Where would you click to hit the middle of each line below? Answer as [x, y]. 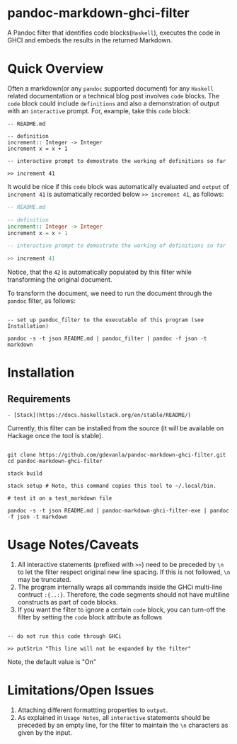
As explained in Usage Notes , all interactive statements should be [114, 717]
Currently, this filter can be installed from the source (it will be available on [116, 428]
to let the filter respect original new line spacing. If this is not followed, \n [124, 572]
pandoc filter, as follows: [42, 301]
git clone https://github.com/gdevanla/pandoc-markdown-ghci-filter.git [117, 455]
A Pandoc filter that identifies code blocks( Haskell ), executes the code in [114, 33]
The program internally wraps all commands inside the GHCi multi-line [120, 587]
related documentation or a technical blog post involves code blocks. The [114, 96]
